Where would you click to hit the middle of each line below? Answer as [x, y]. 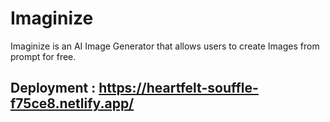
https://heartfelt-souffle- [178, 88]
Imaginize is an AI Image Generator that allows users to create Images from [165, 46]
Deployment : [53, 88]
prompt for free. [43, 56]
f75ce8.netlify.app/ [72, 103]
